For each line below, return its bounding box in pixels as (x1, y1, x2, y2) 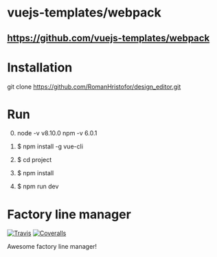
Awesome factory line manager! (7, 243, 98, 251)
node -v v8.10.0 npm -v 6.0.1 (16, 129, 98, 137)
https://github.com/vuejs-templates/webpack (7, 32, 210, 44)
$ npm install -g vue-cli (16, 142, 84, 150)
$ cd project (16, 156, 52, 164)
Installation (7, 60, 73, 75)
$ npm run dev (16, 182, 59, 190)
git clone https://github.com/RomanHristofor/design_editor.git (7, 82, 181, 91)
